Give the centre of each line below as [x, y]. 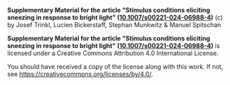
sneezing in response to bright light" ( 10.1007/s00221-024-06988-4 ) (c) [115, 17]
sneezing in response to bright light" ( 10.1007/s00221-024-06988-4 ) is [114, 46]
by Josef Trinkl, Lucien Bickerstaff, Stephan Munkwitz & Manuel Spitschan [114, 25]
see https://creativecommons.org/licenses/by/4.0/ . [80, 74]
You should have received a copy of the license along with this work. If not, [115, 67]
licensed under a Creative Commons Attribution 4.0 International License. [113, 53]
